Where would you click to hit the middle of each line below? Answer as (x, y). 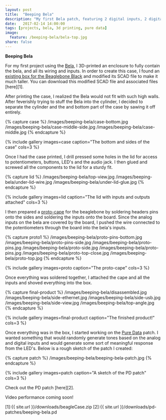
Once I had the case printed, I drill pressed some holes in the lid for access (81, 157)
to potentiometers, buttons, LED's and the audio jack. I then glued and (76, 162)
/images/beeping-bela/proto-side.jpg (60, 248)
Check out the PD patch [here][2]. (40, 387)
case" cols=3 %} (22, 147)
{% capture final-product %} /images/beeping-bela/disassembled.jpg (76, 292)
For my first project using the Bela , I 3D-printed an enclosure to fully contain (83, 65)
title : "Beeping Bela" (30, 14)
